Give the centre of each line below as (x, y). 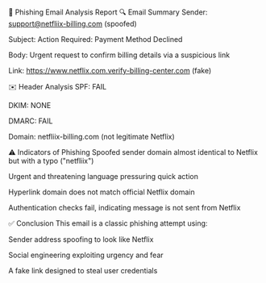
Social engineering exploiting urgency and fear (86, 255)
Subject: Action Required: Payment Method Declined (96, 39)
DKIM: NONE (30, 105)
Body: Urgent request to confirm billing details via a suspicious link (119, 55)
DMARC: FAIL (31, 121)
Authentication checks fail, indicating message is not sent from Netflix (125, 208)
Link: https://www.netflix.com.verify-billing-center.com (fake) (110, 71)
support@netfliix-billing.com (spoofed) (73, 24)
